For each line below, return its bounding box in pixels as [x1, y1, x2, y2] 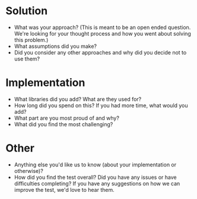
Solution [5, 4, 48, 18]
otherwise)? [14, 167, 44, 174]
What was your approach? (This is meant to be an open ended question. [14, 24, 191, 31]
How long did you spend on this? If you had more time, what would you [14, 102, 188, 109]
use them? [14, 55, 40, 62]
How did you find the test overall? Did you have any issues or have [14, 174, 177, 181]
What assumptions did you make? [14, 43, 97, 50]
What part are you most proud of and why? [14, 114, 120, 121]
